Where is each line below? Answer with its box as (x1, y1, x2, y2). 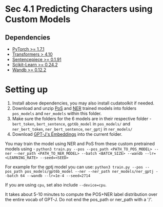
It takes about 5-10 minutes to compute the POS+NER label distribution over (5, 191, 158, 197)
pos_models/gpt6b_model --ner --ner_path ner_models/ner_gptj (24, 169, 154, 174)
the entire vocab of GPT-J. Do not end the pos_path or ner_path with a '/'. (5, 196, 153, 202)
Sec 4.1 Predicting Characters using (5, 3, 153, 15)
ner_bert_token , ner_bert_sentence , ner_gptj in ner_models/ (12, 126, 133, 132)
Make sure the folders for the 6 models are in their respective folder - (12, 116, 152, 122)
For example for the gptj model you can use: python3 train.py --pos (5, 164, 143, 169)
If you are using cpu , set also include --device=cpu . (5, 182, 107, 187)
